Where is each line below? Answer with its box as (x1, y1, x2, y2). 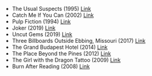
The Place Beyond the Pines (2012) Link (11, 50, 112, 57)
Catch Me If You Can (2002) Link (11, 11, 94, 19)
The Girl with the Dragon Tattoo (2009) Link (11, 57, 121, 63)
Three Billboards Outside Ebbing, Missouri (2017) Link (11, 37, 146, 44)
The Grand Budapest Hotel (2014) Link (11, 43, 108, 51)
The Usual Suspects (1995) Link (11, 5, 92, 12)
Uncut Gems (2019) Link (11, 31, 72, 38)
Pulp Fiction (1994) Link (11, 18, 71, 25)
